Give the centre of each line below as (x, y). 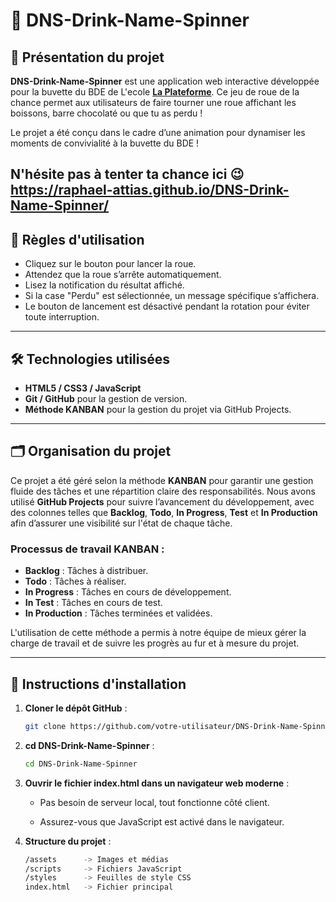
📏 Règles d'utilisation (77, 239)
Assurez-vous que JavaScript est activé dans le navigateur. (162, 821)
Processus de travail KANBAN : (87, 549)
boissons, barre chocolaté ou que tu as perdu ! (106, 113)
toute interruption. (62, 317)
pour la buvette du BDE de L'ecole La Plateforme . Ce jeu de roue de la (155, 92)
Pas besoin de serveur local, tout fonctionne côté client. (154, 802)
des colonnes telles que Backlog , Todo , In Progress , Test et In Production (164, 512)
